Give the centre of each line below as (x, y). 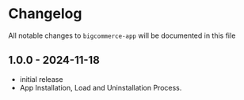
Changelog (45, 14)
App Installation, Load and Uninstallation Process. (101, 87)
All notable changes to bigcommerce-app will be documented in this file (122, 35)
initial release (41, 79)
